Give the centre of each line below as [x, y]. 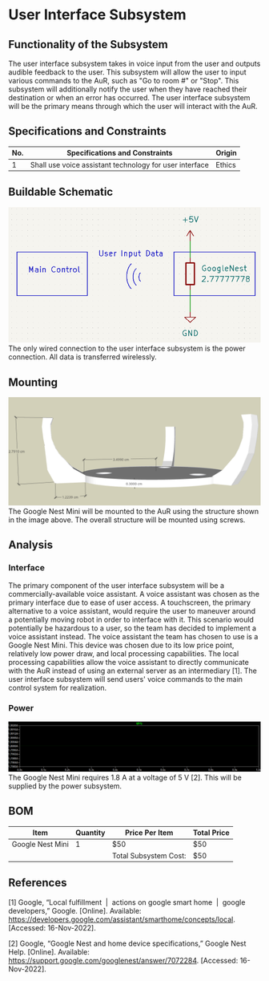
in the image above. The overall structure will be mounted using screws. [127, 520]
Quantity [90, 833]
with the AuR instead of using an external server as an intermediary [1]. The [133, 671]
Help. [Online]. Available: [49, 951]
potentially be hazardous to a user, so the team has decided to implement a [132, 628]
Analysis [31, 545]
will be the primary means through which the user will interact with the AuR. [133, 106]
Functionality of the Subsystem [88, 45]
